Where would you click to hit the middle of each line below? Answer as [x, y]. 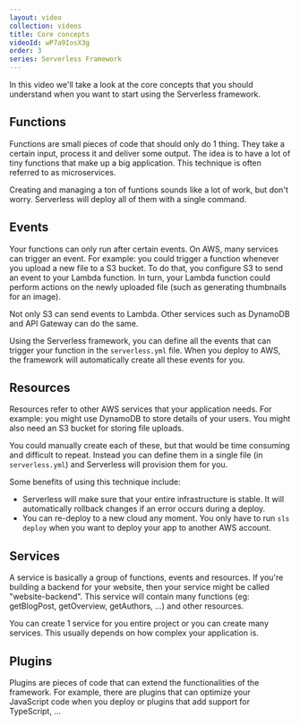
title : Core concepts [50, 34]
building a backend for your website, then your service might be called [140, 587]
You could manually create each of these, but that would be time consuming [150, 446]
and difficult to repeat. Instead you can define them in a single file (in [136, 455]
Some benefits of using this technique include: [95, 482]
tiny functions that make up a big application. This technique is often [136, 163]
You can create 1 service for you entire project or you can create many [139, 624]
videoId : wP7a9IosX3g [50, 43]
